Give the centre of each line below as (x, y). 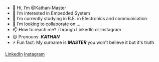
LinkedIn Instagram (25, 54)
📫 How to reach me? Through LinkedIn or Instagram (67, 29)
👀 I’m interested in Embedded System (51, 13)
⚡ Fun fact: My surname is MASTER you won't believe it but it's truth (83, 42)
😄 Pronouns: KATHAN (36, 37)
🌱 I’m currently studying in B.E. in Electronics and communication (80, 18)
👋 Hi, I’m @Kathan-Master (39, 8)
